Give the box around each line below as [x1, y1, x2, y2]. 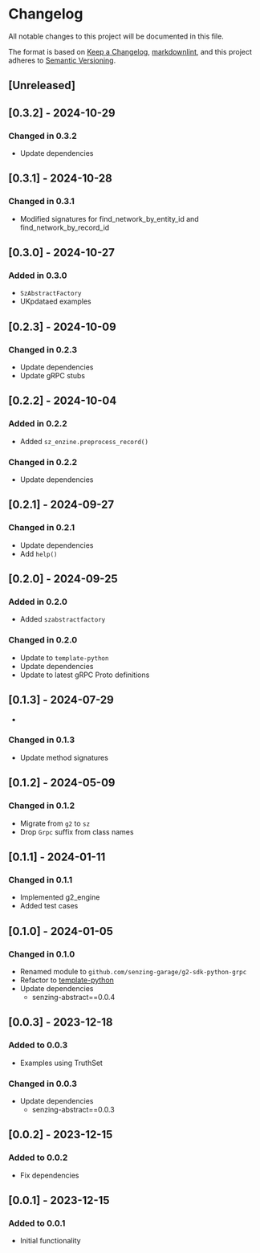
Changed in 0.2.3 [8, 344, 78, 355]
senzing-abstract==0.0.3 [31, 1104, 115, 1114]
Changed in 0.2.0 [8, 635, 78, 646]
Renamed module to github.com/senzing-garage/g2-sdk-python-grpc [19, 966, 247, 976]
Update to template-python [19, 652, 109, 663]
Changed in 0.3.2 [8, 130, 78, 141]
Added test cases [19, 901, 79, 911]
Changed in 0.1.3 [8, 734, 75, 745]
